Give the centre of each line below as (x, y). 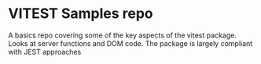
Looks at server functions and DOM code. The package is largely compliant (130, 43)
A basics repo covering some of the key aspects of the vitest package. (123, 35)
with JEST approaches (45, 52)
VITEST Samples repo (81, 14)
